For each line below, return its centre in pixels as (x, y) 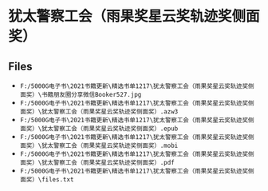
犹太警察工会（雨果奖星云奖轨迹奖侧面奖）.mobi (110, 145)
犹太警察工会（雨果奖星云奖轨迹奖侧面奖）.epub (110, 129)
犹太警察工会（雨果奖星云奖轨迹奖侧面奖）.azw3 (110, 112)
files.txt (57, 180)
